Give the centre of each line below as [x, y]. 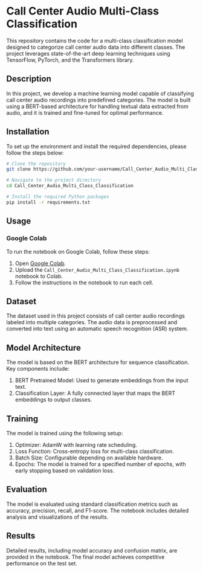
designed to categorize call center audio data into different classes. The [96, 47]
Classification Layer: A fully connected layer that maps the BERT [95, 393]
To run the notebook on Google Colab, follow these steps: [78, 251]
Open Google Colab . [40, 263]
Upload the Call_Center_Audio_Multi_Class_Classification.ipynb [97, 269]
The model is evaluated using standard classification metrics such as [92, 504]
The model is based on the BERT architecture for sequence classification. [98, 362]
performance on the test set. [42, 563]
